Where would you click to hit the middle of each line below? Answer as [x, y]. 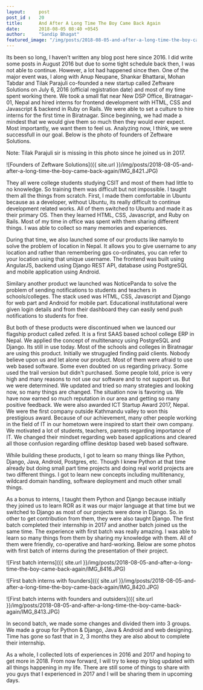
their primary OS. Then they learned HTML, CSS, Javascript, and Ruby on [98, 215]
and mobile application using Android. [53, 272]
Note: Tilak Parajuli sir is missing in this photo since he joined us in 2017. [96, 153]
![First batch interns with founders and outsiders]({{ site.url [79, 599]
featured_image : [27, 40]
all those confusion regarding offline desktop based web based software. [97, 444]
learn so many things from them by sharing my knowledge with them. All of [100, 538]
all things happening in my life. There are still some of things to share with [98, 667]
